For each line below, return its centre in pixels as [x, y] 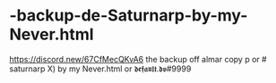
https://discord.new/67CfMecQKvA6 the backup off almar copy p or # [138, 59]
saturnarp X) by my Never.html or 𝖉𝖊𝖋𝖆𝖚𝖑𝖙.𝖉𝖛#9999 [100, 69]
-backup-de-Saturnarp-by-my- [129, 16]
